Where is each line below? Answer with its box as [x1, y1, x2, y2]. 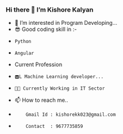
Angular [14, 50, 34, 56]
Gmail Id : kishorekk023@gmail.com [26, 112, 116, 118]
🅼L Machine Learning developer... [14, 74, 104, 80]
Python [14, 39, 32, 45]
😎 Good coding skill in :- [14, 25, 77, 33]
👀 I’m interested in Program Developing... [14, 19, 118, 27]
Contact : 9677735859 [26, 124, 83, 130]
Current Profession [14, 61, 62, 69]
